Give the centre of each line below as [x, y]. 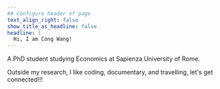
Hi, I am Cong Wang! [43, 39]
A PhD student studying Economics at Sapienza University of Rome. [103, 59]
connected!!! [25, 79]
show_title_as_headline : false [52, 26]
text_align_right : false [43, 20]
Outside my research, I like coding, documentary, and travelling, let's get [110, 72]
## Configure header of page [49, 13]
